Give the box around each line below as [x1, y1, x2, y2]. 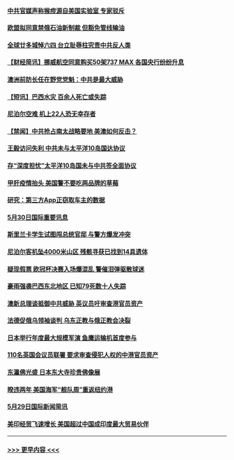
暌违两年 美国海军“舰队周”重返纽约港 [7, 385, 114, 393]
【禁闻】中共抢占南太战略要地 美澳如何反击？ [7, 127, 137, 135]
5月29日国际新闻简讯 [7, 402, 68, 411]
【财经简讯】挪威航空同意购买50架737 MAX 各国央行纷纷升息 [7, 58, 185, 66]
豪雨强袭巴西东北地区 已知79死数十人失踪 [7, 282, 127, 290]
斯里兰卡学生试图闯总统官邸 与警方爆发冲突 [7, 230, 131, 239]
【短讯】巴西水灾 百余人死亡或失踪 [7, 93, 107, 101]
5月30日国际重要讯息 [7, 213, 68, 221]
